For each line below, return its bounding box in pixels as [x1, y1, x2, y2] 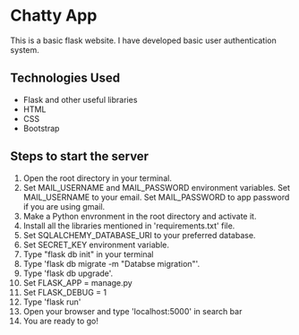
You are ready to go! [22, 315, 99, 326]
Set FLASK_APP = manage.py [22, 277, 132, 288]
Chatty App [10, 5, 98, 26]
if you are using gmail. [22, 201, 106, 211]
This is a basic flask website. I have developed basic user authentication [10, 35, 277, 46]
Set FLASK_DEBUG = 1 [22, 287, 107, 297]
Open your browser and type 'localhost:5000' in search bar [22, 305, 243, 316]
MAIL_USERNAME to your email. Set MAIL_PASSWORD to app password [22, 192, 290, 202]
